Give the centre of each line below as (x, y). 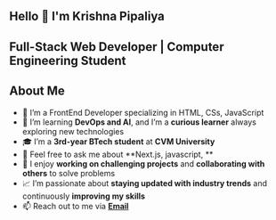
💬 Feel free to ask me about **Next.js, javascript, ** (118, 154)
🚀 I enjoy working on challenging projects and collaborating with (143, 163)
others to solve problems (69, 173)
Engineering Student (68, 60)
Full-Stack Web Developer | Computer (117, 47)
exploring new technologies (73, 131)
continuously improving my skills (83, 196)
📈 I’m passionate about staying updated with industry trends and (144, 183)
